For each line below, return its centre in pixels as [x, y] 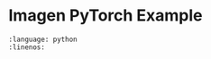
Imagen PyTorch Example [106, 16]
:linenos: [27, 47]
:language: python [43, 39]
